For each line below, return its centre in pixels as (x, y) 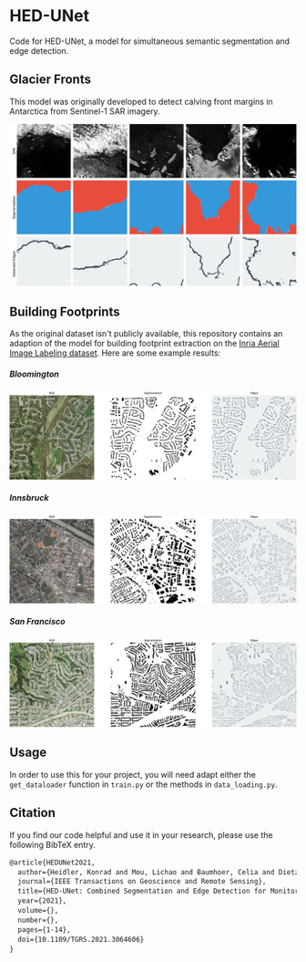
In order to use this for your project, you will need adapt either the (133, 774)
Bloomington (34, 374)
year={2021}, (42, 901)
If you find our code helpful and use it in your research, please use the (141, 834)
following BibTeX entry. (52, 844)
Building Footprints (65, 311)
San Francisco (37, 621)
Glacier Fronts (50, 80)
